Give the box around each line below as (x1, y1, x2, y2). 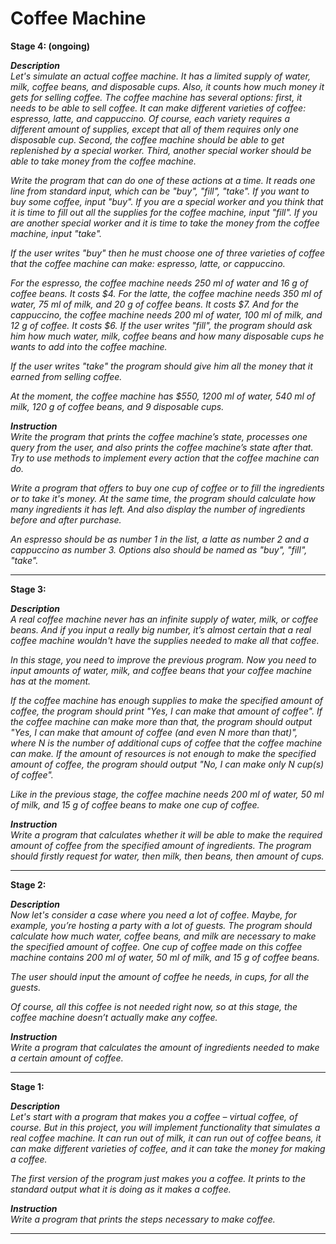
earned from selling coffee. (10, 370, 123, 382)
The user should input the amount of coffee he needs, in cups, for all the (10, 970, 310, 982)
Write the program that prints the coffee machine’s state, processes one (10, 430, 308, 442)
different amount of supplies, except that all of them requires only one (10, 123, 300, 135)
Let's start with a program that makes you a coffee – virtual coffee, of (10, 1110, 298, 1122)
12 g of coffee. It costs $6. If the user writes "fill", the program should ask (10, 319, 313, 331)
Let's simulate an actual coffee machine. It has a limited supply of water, (10, 70, 311, 82)
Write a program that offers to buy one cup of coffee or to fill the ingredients (10, 482, 325, 494)
